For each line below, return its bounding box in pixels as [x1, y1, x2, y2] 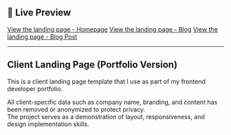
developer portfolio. [7, 84, 63, 93]
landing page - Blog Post [7, 32, 78, 41]
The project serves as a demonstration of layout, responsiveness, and [7, 112, 205, 121]
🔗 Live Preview [7, 7, 71, 19]
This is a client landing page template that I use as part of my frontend [7, 77, 206, 85]
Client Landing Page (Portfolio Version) [7, 59, 177, 71]
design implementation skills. [7, 120, 89, 128]
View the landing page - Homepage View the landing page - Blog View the [7, 25, 218, 33]
